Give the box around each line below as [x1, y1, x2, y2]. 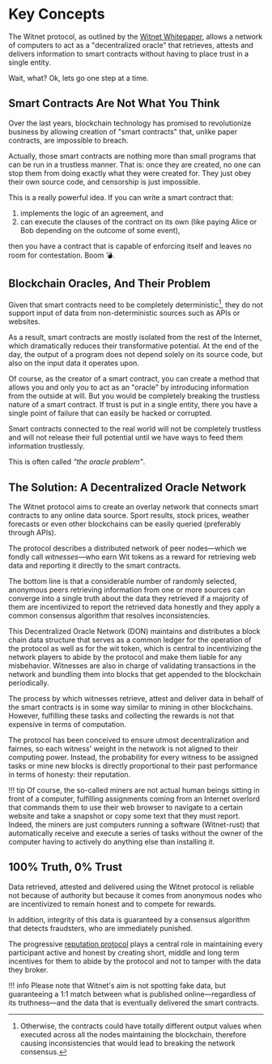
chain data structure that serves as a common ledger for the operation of [8, 635, 252, 645]
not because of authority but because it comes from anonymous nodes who [8, 890, 262, 900]
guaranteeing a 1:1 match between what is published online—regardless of [8, 989, 257, 998]
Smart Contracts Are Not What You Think [8, 96, 220, 110]
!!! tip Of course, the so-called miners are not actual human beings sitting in [8, 785, 261, 795]
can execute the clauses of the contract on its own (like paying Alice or [19, 216, 257, 227]
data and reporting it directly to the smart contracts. [8, 560, 181, 571]
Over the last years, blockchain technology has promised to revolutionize [8, 118, 252, 128]
